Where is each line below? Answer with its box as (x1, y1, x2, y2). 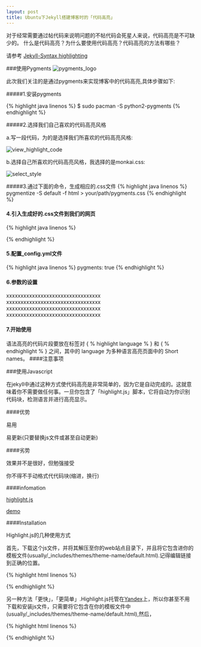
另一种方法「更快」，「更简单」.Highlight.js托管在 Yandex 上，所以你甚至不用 (6, 595, 190, 603)
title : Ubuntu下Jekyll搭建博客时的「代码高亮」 (6, 14, 115, 20)
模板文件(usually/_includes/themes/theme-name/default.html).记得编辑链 (6, 552, 187, 559)
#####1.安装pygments (6, 90, 62, 97)
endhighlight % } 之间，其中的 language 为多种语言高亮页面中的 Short (6, 348, 178, 355)
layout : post (6, 8, 39, 15)
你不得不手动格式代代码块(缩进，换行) (6, 472, 100, 479)
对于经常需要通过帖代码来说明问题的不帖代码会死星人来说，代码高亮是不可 (6, 31, 190, 39)
